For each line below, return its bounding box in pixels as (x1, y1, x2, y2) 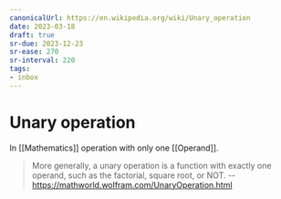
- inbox (9, 73, 39, 82)
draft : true (9, 30, 55, 39)
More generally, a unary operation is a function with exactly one (31, 160, 272, 171)
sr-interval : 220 (9, 56, 76, 65)
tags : (9, 65, 30, 74)
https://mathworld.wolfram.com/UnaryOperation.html (31, 179, 233, 190)
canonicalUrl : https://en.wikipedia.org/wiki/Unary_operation (9, 13, 251, 23)
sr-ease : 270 (9, 47, 59, 57)
